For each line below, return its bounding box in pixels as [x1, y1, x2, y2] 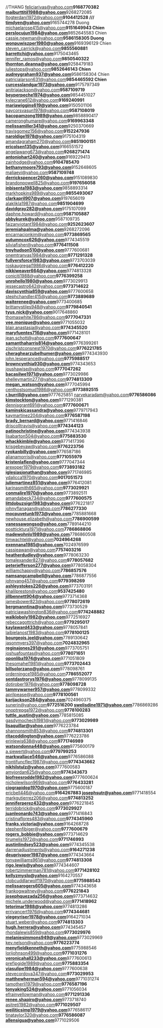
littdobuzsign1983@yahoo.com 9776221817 [5, 501, 94, 506]
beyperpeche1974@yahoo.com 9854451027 [5, 92, 96, 98]
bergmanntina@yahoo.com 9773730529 [5, 604, 88, 610]
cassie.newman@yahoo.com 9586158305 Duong [5, 35, 104, 41]
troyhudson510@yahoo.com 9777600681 [5, 247, 89, 252]
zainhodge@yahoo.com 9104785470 [5, 159, 80, 165]
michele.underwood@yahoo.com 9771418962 [5, 899, 97, 904]
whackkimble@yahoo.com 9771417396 [5, 438, 84, 444]
